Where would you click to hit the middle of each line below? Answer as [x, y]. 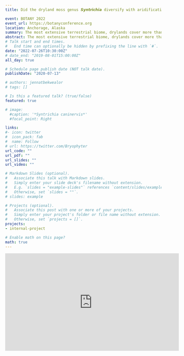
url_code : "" [19, 151]
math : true [16, 242]
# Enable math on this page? [35, 237]
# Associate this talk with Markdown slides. [55, 178]
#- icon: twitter [23, 132]
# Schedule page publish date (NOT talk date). [55, 69]
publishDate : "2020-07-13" [33, 74]
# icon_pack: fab [24, 137]
